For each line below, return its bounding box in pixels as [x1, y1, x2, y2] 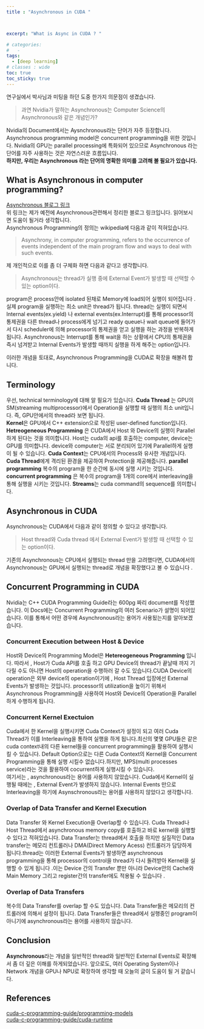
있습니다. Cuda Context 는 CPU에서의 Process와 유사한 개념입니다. [25, 450, 186, 457]
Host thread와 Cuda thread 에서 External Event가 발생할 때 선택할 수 [21, 536, 187, 543]
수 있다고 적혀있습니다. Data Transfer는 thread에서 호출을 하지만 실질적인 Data [6, 834, 194, 841]
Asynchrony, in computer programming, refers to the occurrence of [21, 236, 190, 244]
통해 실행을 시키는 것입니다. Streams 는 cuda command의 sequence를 [6, 480, 176, 488]
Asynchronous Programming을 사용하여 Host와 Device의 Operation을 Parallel [6, 690, 197, 697]
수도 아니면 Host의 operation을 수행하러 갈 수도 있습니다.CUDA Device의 [17, 667, 192, 675]
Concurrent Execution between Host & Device [6, 637, 144, 645]
